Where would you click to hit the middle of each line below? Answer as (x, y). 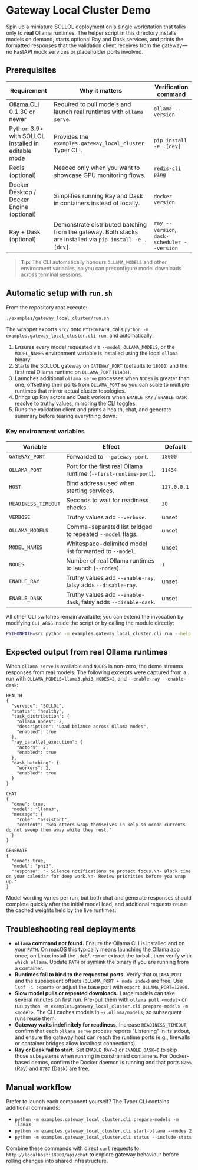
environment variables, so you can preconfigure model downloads (101, 268)
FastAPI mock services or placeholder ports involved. (78, 51)
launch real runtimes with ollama (98, 112)
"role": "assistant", (43, 820)
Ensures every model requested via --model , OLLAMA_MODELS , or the (95, 347)
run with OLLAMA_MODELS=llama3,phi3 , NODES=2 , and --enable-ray (83, 679)
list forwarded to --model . (101, 551)
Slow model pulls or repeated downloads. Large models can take (95, 993)
